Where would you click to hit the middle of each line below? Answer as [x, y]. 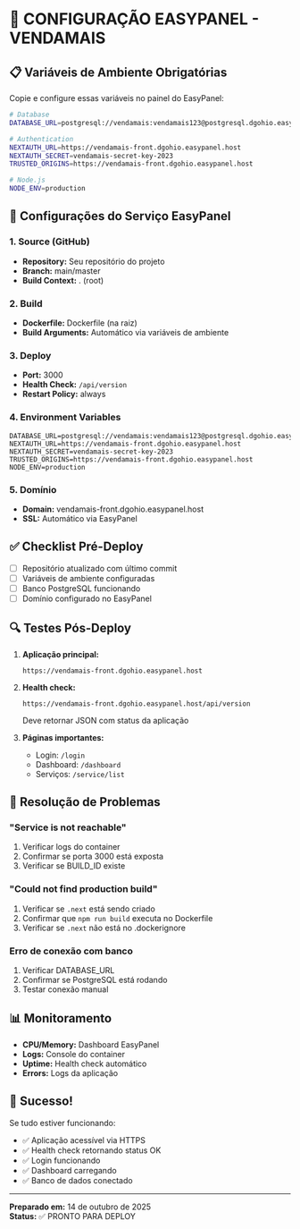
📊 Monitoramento [61, 1018]
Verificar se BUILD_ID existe [74, 866]
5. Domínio [33, 489]
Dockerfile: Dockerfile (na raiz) [80, 323]
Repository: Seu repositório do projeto [93, 261]
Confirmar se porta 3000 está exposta [92, 856]
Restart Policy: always [64, 394]
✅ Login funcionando [61, 1160]
